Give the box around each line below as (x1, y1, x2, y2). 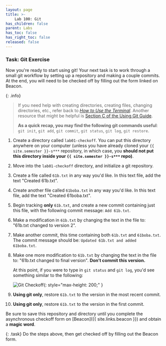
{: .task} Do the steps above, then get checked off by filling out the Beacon (5, 331, 158, 337)
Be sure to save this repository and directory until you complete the (5, 311, 143, 317)
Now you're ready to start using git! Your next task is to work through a (5, 68, 151, 73)
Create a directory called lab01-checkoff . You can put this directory (12, 138, 151, 143)
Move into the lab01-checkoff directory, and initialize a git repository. (12, 163, 154, 169)
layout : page (5, 7, 33, 12)
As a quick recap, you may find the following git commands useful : (17, 123, 158, 129)
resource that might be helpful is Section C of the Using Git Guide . (17, 113, 153, 119)
